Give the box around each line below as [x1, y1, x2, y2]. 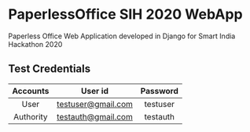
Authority [13, 111, 49, 122]
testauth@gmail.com [56, 111, 134, 122]
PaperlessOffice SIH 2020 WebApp [8, 5, 243, 23]
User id [81, 85, 108, 96]
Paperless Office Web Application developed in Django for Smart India [8, 31, 236, 41]
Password [140, 85, 179, 96]
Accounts [12, 85, 50, 96]
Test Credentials [8, 62, 91, 76]
